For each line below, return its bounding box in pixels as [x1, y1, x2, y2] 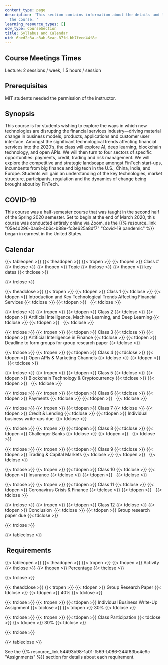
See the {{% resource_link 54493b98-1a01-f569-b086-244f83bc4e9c [5, 648, 150, 654]
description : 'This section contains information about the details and [5, 12, 160, 17]
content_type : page [5, 7, 46, 13]
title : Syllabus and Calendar [5, 31, 68, 36]
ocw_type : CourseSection [5, 26, 57, 31]
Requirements [6, 546, 51, 555]
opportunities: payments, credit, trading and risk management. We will [5, 155, 150, 161]
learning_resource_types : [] [5, 21, 66, 27]
